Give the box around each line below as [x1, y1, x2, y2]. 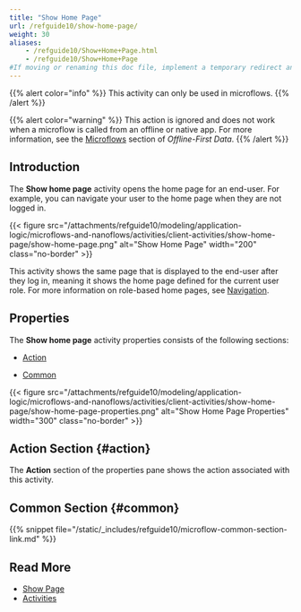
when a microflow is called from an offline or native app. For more [9, 124, 253, 134]
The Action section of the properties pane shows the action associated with [9, 465, 290, 476]
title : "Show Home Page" [9, 13, 102, 22]
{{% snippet [9, 524, 54, 535]
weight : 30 [9, 30, 50, 39]
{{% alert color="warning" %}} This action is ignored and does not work [9, 114, 276, 125]
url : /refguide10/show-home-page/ [9, 22, 139, 30]
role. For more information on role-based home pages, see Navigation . [9, 284, 270, 296]
